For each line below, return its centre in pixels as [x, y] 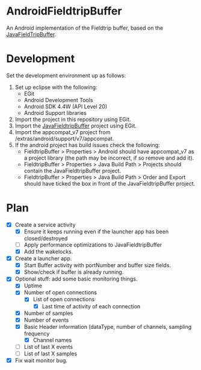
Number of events [46, 320]
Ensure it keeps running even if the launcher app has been [96, 232]
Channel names [52, 340]
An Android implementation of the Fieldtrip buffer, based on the [85, 28]
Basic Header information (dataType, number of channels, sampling [108, 326]
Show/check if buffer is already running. [74, 272]
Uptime [33, 286]
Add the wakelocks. [48, 252]
